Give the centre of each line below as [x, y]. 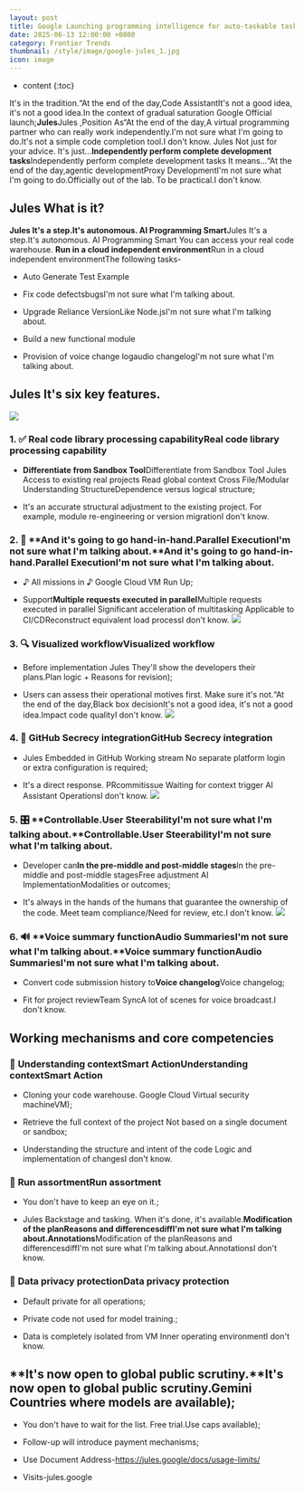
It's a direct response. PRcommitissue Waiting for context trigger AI [148, 784]
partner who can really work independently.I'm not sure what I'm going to [146, 132]
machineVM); [47, 1105]
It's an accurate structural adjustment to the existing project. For [142, 507]
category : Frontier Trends [60, 43]
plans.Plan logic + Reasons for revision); [98, 677]
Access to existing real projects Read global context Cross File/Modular [156, 480]
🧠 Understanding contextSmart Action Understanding [129, 1064]
